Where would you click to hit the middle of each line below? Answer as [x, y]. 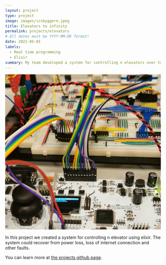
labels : [13, 47]
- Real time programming [35, 52]
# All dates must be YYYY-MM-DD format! [47, 37]
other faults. [18, 248]
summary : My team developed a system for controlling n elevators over [80, 62]
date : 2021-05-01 [23, 42]
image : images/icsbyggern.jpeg [37, 21]
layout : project [22, 10]
